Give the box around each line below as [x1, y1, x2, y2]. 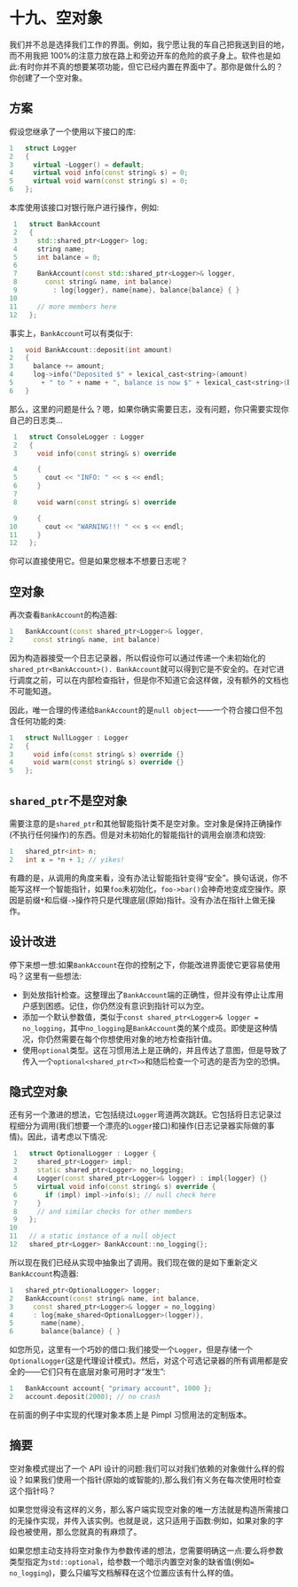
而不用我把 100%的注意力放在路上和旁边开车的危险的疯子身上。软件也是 [9, 50, 273, 60]
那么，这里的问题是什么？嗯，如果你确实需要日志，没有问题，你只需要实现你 [9, 403, 289, 414]
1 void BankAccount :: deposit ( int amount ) [9, 345, 173, 355]
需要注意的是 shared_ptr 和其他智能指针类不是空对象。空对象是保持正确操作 [9, 818, 282, 829]
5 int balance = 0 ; [12, 253, 101, 262]
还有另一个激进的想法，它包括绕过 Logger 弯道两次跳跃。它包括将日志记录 [9, 1109, 274, 1120]
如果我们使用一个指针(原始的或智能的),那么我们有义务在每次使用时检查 [24, 1474, 282, 1485]
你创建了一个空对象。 [9, 72, 87, 82]
